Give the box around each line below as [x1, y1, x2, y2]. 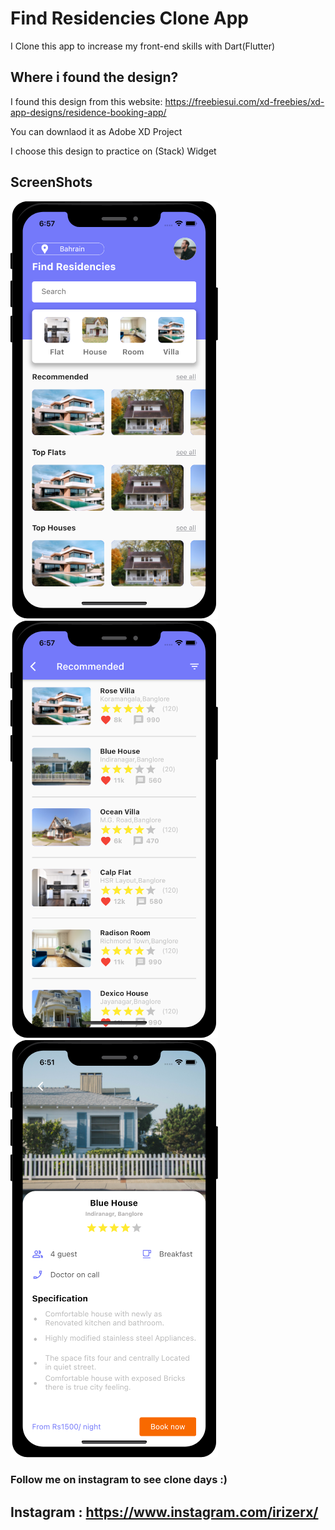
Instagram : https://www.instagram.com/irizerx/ [10, 1503, 319, 1521]
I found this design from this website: [10, 95, 163, 107]
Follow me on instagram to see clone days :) [10, 1473, 228, 1487]
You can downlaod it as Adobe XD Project [10, 125, 183, 137]
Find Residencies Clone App [10, 7, 249, 30]
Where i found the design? [10, 69, 179, 86]
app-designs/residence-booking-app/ [10, 106, 167, 118]
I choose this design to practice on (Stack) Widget [10, 145, 217, 157]
